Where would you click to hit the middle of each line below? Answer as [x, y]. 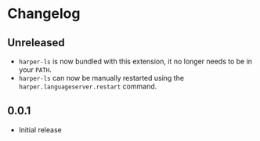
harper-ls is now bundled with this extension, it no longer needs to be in [135, 61]
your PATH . [35, 70]
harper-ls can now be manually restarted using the [101, 78]
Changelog [44, 14]
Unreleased [36, 43]
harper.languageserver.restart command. [88, 86]
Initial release [40, 129]
